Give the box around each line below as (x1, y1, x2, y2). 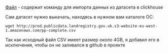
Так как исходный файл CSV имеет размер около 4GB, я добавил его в (5, 37, 160, 42)
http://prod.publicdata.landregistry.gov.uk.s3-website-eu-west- (16, 23, 158, 28)
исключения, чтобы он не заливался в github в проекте (5, 42, 125, 48)
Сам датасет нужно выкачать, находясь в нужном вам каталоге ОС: (5, 14, 154, 19)
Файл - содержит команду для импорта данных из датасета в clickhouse (5, 4, 163, 10)
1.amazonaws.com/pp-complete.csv (5, 28, 76, 33)
